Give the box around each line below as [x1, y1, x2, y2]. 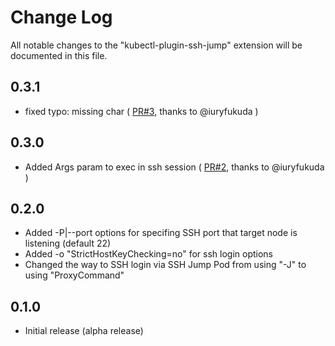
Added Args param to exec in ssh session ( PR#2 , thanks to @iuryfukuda [24, 161, 325, 173]
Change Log [10, 6, 113, 29]
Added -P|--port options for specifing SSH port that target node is [24, 227, 298, 239]
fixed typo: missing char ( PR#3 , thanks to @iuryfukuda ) [24, 105, 259, 117]
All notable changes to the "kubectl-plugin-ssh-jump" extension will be [10, 39, 303, 51]
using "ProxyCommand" [24, 269, 125, 281]
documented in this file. [10, 49, 108, 61]
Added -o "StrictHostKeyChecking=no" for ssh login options [24, 248, 273, 260]
